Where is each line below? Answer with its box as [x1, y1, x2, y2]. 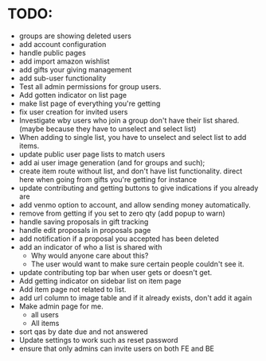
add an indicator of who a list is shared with [18, 242, 162, 251]
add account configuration [18, 39, 107, 49]
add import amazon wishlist [18, 56, 110, 66]
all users [30, 309, 59, 319]
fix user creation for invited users [18, 107, 128, 116]
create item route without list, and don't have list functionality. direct [18, 166, 243, 176]
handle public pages [18, 48, 87, 57]
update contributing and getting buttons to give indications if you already [18, 183, 259, 192]
